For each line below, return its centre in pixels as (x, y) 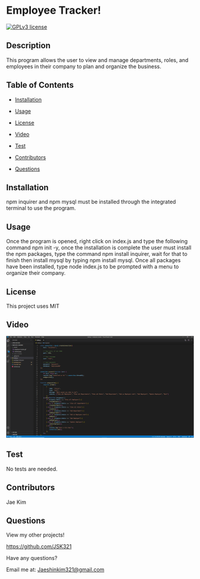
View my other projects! (35, 535)
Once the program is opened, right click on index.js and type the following (97, 241)
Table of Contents (40, 85)
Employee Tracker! (54, 10)
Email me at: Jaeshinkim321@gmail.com (55, 569)
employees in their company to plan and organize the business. (84, 66)
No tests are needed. (32, 469)
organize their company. (36, 273)
